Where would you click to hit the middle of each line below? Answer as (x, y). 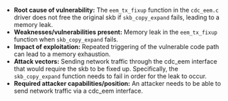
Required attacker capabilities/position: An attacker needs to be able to (117, 83)
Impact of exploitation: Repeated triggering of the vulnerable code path (116, 47)
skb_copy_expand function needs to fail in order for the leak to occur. (110, 76)
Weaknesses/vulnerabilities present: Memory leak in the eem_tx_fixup (115, 32)
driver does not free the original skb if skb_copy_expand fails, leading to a (116, 17)
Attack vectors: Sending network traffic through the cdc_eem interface (115, 61)
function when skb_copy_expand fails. (66, 39)
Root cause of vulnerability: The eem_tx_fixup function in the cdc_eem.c (116, 10)
